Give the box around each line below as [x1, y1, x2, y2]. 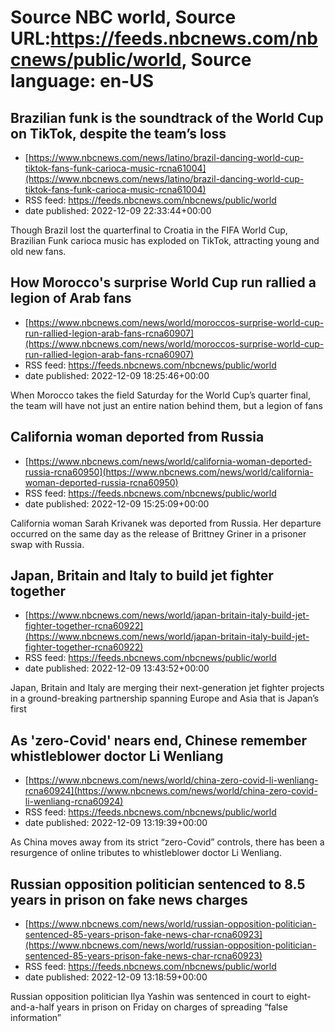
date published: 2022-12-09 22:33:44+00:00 [24, 205, 212, 216]
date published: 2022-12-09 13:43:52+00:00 [24, 662, 210, 675]
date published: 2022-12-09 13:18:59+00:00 [24, 971, 208, 983]
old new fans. [10, 246, 67, 257]
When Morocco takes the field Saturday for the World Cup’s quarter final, [10, 389, 311, 401]
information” [10, 1012, 62, 1024]
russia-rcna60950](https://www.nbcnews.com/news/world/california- [24, 466, 314, 478]
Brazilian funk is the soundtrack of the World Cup [10, 109, 324, 126]
